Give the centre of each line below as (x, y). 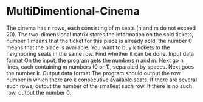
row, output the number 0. (39, 92)
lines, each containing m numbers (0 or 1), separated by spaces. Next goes (100, 66)
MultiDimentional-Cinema (73, 11)
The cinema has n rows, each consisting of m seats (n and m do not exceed (101, 28)
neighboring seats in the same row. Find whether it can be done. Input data (100, 53)
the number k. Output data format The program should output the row (94, 73)
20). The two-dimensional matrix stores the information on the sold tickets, (100, 34)
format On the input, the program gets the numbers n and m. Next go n (95, 60)
